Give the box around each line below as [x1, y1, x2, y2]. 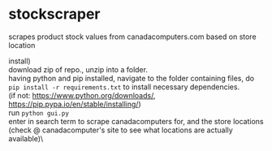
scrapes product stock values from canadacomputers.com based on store [8, 32, 257, 41]
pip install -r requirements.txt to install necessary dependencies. [8, 82, 240, 92]
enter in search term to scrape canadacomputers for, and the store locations [8, 116, 264, 126]
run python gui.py [8, 107, 69, 118]
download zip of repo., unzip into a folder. [8, 64, 149, 74]
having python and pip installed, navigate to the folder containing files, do [8, 73, 254, 83]
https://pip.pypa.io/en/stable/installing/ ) [8, 99, 141, 109]
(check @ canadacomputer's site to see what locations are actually [8, 125, 233, 135]
